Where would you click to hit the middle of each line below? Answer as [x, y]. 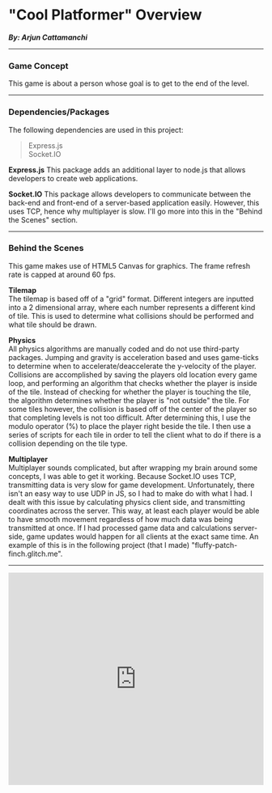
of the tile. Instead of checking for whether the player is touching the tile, [130, 392]
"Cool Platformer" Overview [105, 15]
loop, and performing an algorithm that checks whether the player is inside [133, 383]
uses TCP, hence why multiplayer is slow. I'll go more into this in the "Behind [136, 211]
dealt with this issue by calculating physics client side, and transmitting [127, 502]
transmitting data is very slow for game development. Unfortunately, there [132, 485]
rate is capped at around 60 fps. [62, 274]
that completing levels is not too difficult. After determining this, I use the [130, 418]
